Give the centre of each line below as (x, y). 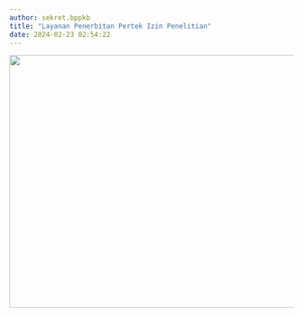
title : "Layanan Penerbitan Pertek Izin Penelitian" (110, 26)
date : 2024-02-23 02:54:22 (60, 34)
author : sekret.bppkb (50, 18)
